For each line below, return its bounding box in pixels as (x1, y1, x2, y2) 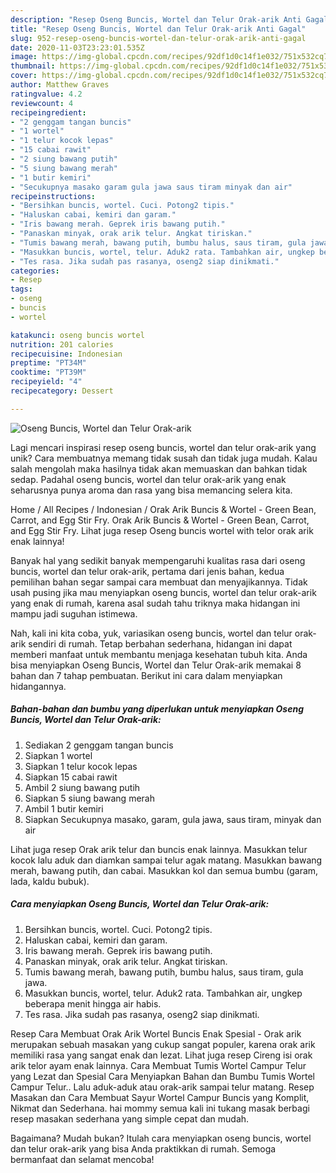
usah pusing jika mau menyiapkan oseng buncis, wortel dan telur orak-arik (10, 586, 317, 598)
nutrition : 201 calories (10, 339, 114, 350)
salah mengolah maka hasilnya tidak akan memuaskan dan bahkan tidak (10, 462, 308, 475)
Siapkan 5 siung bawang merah (24, 792, 155, 804)
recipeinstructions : (10, 191, 97, 201)
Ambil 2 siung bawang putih (24, 781, 141, 793)
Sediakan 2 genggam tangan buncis (24, 739, 174, 751)
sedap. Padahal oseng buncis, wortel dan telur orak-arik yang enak (10, 473, 287, 485)
